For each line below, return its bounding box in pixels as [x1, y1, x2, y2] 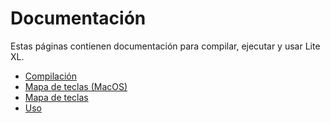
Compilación [24, 70, 77, 82]
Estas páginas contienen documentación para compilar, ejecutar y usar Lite [10, 40, 321, 52]
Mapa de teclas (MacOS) [24, 80, 128, 92]
